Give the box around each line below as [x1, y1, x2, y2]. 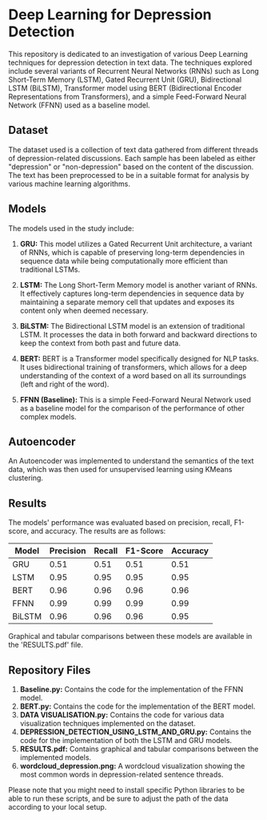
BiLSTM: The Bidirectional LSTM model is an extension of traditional [19, 321, 245, 330]
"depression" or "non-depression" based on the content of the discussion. [8, 162, 254, 172]
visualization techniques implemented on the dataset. [19, 719, 196, 728]
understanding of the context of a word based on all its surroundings [19, 370, 246, 380]
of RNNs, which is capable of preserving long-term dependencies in [19, 247, 245, 257]
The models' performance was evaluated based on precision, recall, [8, 518, 233, 527]
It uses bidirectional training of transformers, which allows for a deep [19, 362, 248, 372]
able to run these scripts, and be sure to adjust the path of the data [8, 794, 229, 803]
